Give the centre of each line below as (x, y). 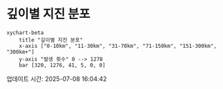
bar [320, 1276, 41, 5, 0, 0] (62, 65)
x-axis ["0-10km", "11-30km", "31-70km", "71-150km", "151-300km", (118, 46)
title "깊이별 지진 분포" (51, 40)
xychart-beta (25, 33)
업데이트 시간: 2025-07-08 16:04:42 (57, 79)
